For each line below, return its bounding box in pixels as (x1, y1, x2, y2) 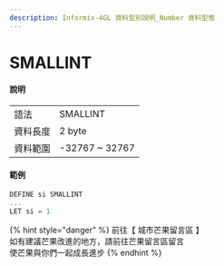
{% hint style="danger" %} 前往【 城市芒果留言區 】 (9, 224, 204, 235)
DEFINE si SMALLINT (9, 190, 83, 200)
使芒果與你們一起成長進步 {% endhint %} (9, 247, 162, 258)
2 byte (59, 124, 87, 137)
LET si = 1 (9, 206, 51, 216)
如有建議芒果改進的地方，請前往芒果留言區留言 (9, 235, 184, 246)
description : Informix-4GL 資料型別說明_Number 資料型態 (9, 13, 216, 23)
